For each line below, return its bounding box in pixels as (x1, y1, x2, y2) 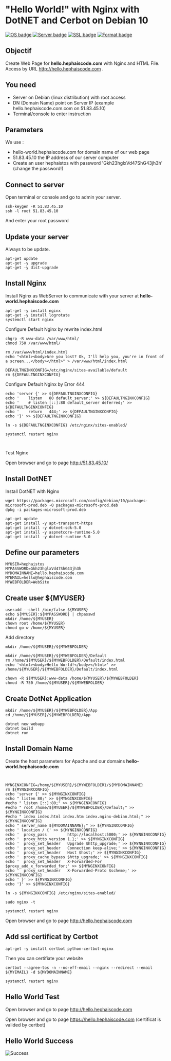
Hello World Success (5, 1036, 73, 1045)
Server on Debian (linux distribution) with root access (12, 94, 126, 100)
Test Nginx (5, 449, 28, 456)
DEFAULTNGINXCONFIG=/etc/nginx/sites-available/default (5, 367, 127, 373)
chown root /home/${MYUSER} (5, 621, 66, 626)
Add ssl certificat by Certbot (5, 932, 99, 941)
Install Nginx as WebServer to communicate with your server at (5, 292, 139, 299)
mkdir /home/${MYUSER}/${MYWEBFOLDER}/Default (5, 653, 107, 659)
